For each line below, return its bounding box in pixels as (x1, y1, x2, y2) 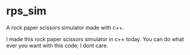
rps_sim (6, 4, 47, 18)
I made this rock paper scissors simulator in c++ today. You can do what (6, 35, 184, 42)
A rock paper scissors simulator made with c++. (6, 24, 124, 31)
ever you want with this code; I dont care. (6, 42, 109, 49)
